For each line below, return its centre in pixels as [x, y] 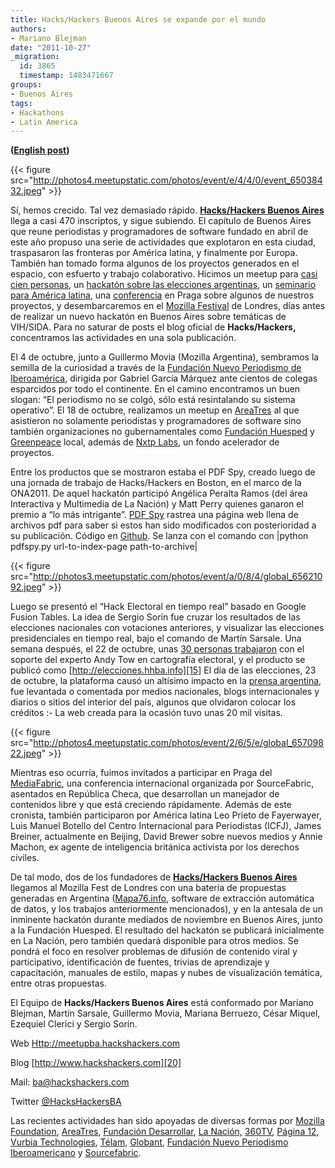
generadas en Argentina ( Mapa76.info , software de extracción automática [162, 898]
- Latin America [44, 122]
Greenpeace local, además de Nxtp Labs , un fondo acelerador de [145, 442]
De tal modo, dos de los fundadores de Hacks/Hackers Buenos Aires [154, 877]
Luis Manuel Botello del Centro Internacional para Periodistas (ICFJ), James [166, 826]
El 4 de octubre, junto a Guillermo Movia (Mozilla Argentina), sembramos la [165, 357]
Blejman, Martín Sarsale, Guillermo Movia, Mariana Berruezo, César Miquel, [165, 1013]
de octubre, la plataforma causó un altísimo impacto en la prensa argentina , [166, 681]
